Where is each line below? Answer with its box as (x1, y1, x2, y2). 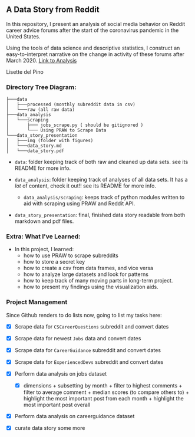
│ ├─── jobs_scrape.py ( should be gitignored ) (6, 122, 144, 129)
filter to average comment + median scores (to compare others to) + (23, 389, 190, 396)
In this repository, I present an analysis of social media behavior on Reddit (6, 20, 186, 27)
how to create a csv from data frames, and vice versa (23, 265, 153, 272)
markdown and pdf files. (14, 218, 74, 225)
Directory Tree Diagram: (6, 83, 77, 91)
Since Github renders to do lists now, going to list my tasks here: (6, 311, 162, 318)
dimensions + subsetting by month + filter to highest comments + (23, 382, 183, 389)
